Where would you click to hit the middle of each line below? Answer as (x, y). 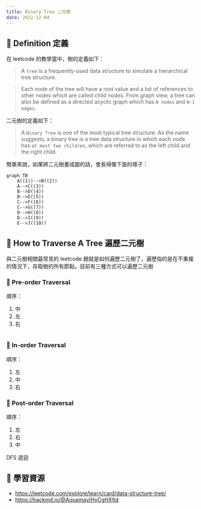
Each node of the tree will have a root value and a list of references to (107, 89)
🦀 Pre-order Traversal (38, 283)
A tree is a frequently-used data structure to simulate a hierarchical (104, 71)
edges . (28, 108)
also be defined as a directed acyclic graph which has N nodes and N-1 (108, 102)
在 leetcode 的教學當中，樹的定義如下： (55, 59)
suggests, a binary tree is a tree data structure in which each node (103, 139)
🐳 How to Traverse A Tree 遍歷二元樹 (75, 243)
